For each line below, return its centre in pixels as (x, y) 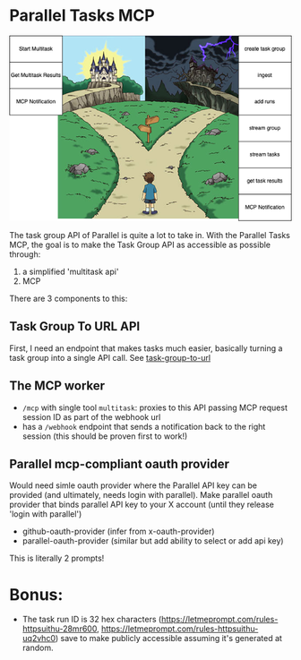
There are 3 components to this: (69, 298)
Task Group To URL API (75, 326)
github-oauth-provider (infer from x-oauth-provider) (118, 531)
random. (38, 648)
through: (25, 254)
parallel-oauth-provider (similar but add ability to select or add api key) (153, 541)
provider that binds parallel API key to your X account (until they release (142, 505)
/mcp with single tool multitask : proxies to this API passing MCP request (155, 407)
